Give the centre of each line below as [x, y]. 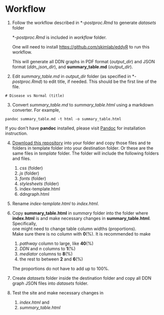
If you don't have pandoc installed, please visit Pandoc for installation [75, 128]
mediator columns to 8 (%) [46, 254]
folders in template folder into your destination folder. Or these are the [82, 148]
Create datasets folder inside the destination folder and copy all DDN [82, 278]
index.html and [35, 302]
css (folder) [31, 168]
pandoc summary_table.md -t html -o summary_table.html [63, 119]
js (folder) [29, 173]
